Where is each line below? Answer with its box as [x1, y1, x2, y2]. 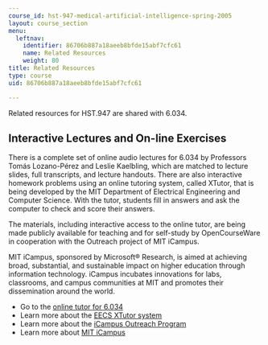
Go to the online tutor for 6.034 [19, 302, 123, 312]
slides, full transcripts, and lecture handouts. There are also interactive [8, 170, 243, 179]
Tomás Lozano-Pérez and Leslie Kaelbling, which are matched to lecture [8, 162, 249, 171]
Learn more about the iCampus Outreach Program [19, 319, 187, 329]
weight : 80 [23, 57, 60, 65]
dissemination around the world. [8, 286, 115, 296]
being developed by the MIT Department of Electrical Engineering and [8, 187, 241, 197]
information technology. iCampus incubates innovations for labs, [8, 269, 222, 279]
